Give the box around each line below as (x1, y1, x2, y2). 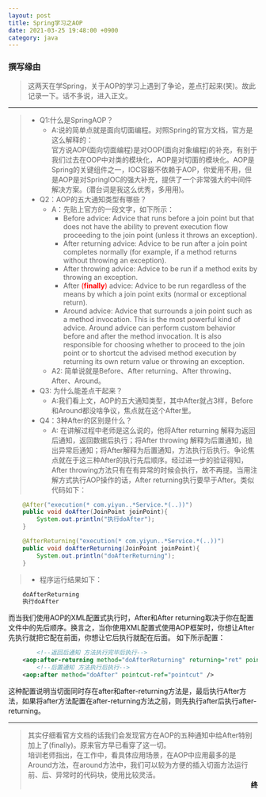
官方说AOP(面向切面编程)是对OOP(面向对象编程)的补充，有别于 (51, 144, 257, 155)
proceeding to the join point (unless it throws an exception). (63, 230, 257, 239)
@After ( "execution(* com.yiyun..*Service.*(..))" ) (22, 500, 193, 508)
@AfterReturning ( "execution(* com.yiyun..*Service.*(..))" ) (22, 537, 225, 546)
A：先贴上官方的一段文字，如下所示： (51, 204, 175, 214)
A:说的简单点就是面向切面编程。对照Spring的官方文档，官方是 (51, 125, 253, 135)
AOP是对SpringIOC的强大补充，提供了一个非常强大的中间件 (58, 174, 253, 184)
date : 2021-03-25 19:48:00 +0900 (8, 26, 119, 34)
